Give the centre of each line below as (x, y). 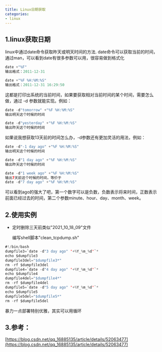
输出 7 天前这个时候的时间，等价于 (33, 178)
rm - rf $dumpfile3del (27, 265)
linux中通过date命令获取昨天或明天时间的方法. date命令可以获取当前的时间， (81, 52)
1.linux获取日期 (28, 39)
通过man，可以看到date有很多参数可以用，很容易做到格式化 (65, 58)
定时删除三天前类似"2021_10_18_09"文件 (51, 228)
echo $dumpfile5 (21, 292)
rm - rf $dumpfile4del (27, 283)
